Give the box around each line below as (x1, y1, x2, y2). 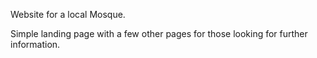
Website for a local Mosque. (10, 9, 126, 20)
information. (10, 39, 61, 50)
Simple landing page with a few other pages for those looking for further (10, 28, 308, 39)
